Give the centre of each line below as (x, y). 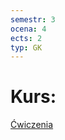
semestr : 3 (33, 19)
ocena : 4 (28, 29)
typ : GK (26, 47)
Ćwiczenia (32, 125)
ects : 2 (26, 38)
